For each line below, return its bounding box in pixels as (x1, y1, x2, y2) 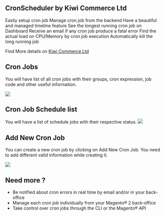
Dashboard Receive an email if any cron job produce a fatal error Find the (5, 27, 156, 34)
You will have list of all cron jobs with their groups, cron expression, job (5, 76, 151, 82)
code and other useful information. (5, 81, 77, 87)
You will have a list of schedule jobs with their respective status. (5, 119, 137, 125)
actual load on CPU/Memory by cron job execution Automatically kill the (5, 33, 153, 39)
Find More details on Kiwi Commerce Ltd (5, 48, 89, 54)
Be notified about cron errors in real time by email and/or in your (12, 189, 145, 195)
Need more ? (5, 176, 46, 184)
